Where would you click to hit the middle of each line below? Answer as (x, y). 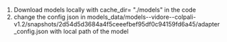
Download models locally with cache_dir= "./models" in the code (105, 10)
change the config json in (49, 17)
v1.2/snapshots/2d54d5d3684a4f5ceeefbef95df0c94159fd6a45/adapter (117, 24)
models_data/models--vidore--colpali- (142, 17)
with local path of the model (89, 31)
